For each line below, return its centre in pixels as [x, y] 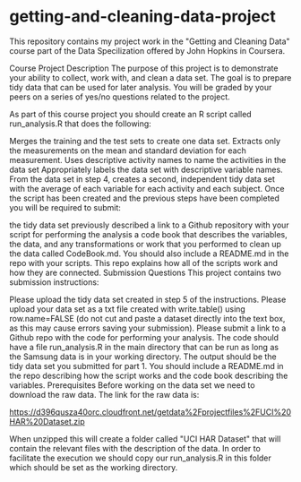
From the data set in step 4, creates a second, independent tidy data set [142, 179]
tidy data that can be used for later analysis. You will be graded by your [141, 87]
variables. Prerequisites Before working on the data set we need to [132, 385]
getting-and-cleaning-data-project [142, 17]
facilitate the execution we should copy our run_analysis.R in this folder [140, 458]
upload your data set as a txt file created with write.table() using [128, 309]
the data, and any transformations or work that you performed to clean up [146, 244]
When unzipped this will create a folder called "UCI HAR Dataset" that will [145, 439]
